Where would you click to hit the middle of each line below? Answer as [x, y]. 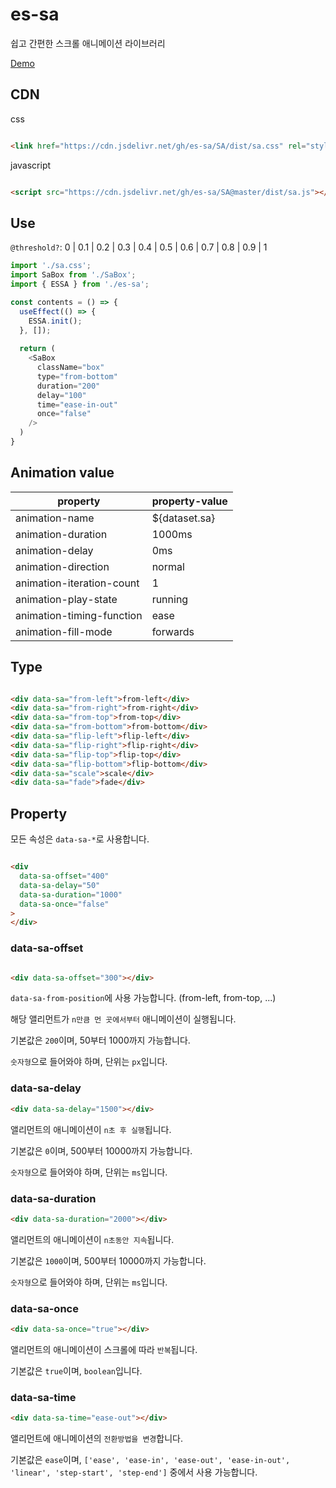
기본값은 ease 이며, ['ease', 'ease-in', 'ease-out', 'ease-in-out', [150, 1460]
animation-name [55, 518]
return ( [37, 349]
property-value [189, 501]
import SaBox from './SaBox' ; [73, 275]
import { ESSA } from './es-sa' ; [80, 284]
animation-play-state [66, 599]
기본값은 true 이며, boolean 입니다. [76, 1370]
